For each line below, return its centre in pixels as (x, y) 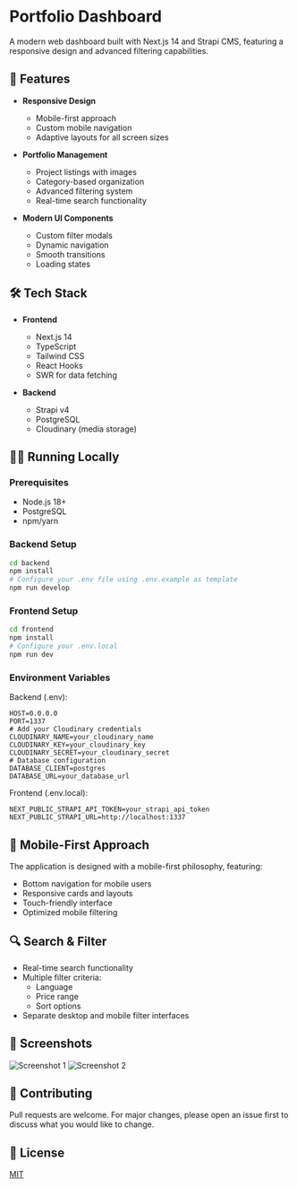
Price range (57, 996)
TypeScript (56, 346)
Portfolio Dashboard (86, 17)
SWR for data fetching (76, 375)
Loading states (63, 264)
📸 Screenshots (51, 1044)
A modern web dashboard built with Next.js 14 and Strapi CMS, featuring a (146, 41)
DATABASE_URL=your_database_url (69, 777)
